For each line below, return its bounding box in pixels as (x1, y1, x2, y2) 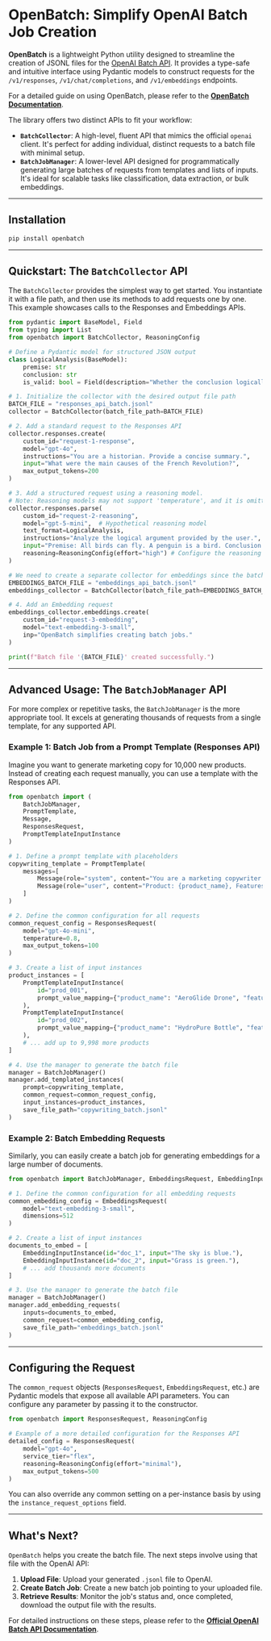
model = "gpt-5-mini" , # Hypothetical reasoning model (23, 519, 207, 528)
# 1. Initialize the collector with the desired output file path (8, 393, 236, 401)
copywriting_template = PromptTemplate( (8, 859, 147, 868)
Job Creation (8, 23, 97, 41)
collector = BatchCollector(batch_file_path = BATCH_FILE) (8, 407, 204, 416)
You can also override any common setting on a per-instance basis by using (8, 1489, 261, 1499)
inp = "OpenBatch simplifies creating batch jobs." (23, 631, 194, 639)
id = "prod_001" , (37, 986, 89, 994)
